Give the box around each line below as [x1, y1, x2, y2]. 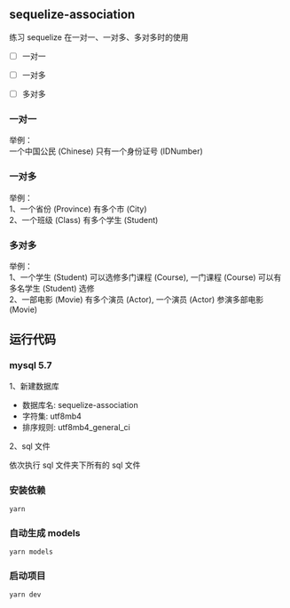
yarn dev [9, 590, 42, 599]
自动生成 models [9, 526, 81, 539]
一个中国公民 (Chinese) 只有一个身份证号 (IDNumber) [9, 146, 204, 156]
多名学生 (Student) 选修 [9, 283, 95, 293]
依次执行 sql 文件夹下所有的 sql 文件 [9, 460, 141, 470]
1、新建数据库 [9, 380, 59, 391]
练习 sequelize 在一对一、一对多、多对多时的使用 [9, 31, 189, 43]
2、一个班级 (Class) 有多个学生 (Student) [9, 214, 159, 225]
